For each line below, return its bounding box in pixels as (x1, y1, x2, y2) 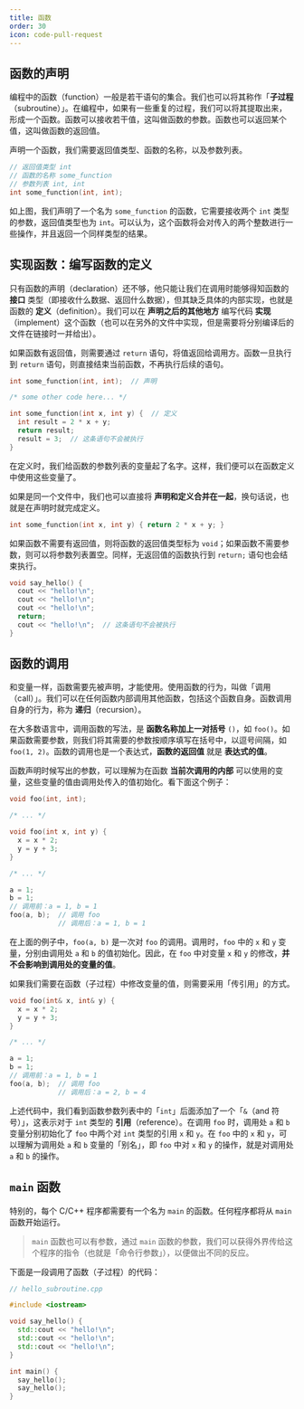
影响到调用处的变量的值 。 (24, 959, 120, 969)
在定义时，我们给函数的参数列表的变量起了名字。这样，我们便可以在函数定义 (9, 460, 295, 471)
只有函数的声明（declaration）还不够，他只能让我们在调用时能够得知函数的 (9, 282, 290, 294)
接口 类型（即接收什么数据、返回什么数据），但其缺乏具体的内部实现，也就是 (9, 294, 293, 305)
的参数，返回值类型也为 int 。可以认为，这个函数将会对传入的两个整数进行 (9, 216, 286, 227)
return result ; (17, 426, 75, 435)
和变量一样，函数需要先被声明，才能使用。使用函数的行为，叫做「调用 (9, 682, 271, 693)
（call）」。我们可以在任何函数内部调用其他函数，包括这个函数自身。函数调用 (9, 693, 292, 704)
